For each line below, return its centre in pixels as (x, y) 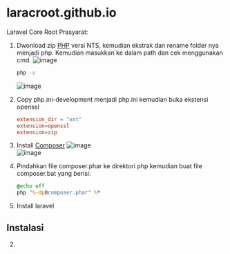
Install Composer (41, 145)
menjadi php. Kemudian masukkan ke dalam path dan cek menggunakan (120, 53)
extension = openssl (43, 126)
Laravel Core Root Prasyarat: (47, 32)
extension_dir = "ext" (49, 119)
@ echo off (31, 186)
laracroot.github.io (61, 13)
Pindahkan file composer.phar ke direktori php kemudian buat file (109, 166)
